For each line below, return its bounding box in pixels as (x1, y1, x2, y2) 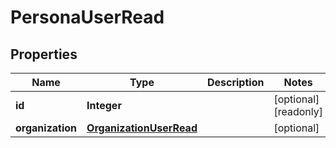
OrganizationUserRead (86, 121, 198, 135)
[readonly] (273, 105, 323, 118)
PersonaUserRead (10, 6, 165, 29)
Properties (10, 46, 78, 63)
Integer (86, 99, 122, 112)
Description (206, 76, 265, 89)
